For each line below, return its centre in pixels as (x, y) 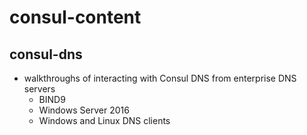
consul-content (75, 17)
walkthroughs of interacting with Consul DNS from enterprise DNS (160, 78)
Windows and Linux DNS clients (104, 120)
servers (39, 89)
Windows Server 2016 (84, 110)
